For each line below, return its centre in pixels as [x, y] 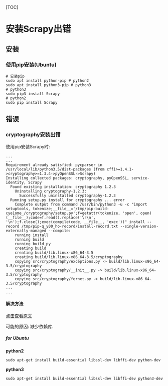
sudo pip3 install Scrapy [33, 94]
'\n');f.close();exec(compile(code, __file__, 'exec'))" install [75, 222]
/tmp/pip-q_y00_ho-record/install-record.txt [70, 226]
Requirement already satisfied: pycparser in [54, 165]
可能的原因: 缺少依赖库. [30, 326]
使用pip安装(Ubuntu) [31, 65]
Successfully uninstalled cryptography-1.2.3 [67, 196]
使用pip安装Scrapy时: [28, 146]
